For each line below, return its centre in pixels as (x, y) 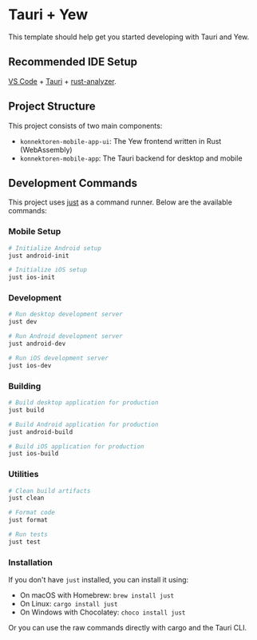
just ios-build (34, 454)
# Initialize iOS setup (48, 270)
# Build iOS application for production (77, 446)
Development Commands (73, 183)
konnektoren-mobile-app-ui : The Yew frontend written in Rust (121, 141)
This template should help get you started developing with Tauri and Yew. (129, 37)
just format (28, 520)
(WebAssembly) (46, 149)
